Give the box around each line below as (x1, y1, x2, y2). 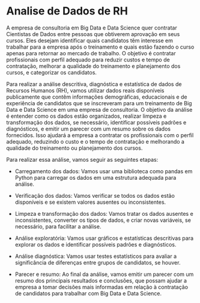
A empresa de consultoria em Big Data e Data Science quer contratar (6, 24, 177, 31)
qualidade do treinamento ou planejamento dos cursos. (6, 144, 143, 151)
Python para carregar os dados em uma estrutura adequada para (14, 174, 177, 181)
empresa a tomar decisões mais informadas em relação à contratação (14, 283, 188, 290)
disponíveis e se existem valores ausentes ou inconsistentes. (14, 198, 166, 206)
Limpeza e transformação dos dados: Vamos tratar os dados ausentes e (14, 210, 193, 217)
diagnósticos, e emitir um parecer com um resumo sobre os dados (6, 125, 171, 132)
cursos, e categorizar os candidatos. (6, 69, 97, 76)
